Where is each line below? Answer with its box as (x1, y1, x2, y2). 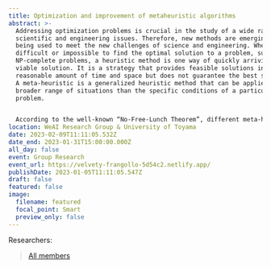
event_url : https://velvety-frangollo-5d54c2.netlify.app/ (8, 160, 211, 169)
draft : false (8, 175, 52, 183)
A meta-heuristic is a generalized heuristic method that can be (15, 79, 240, 87)
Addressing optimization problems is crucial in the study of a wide (15, 27, 254, 35)
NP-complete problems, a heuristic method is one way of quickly (15, 57, 240, 65)
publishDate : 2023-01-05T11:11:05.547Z (8, 168, 143, 176)
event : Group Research (8, 153, 85, 161)
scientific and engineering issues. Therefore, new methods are (15, 34, 236, 43)
